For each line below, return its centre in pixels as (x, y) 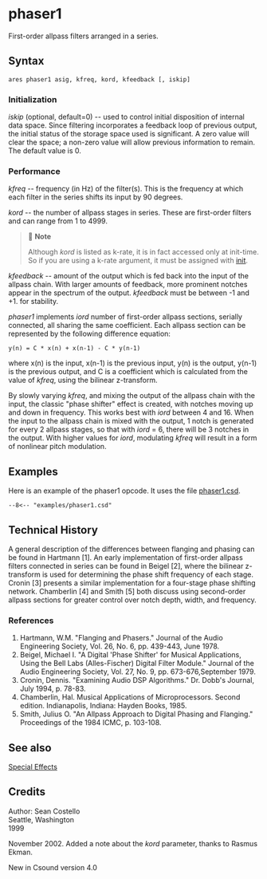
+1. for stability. (33, 302)
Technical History (53, 530)
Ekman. (21, 852)
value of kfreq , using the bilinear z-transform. (83, 380)
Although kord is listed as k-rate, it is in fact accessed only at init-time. (143, 252)
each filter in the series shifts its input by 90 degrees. (96, 197)
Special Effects (33, 767)
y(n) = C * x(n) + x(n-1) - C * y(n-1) (75, 349)
